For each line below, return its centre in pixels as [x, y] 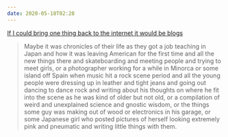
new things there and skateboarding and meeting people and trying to [122, 61]
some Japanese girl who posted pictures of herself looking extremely [122, 119]
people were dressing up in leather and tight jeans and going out [115, 82]
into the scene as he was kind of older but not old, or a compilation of [122, 97]
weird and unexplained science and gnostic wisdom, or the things [116, 104]
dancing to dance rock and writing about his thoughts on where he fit [121, 90]
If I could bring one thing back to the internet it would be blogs [95, 33]
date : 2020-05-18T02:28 [41, 13]
